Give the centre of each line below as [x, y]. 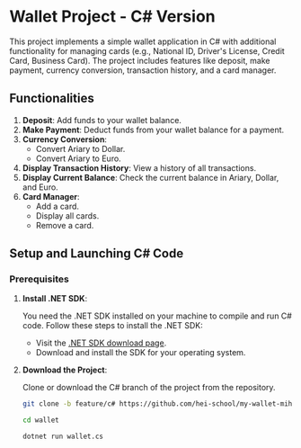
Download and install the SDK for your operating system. [141, 353]
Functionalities [52, 99]
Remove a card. [65, 225]
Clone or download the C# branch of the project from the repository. [149, 388]
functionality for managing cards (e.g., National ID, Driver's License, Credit [147, 50]
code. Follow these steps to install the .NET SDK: [113, 326]
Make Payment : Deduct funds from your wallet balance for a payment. [153, 130]
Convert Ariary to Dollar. [80, 148]
